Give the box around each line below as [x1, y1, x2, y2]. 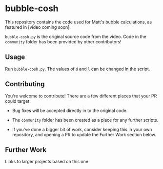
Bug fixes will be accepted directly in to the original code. [12, 108, 128, 113]
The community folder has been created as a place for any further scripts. [12, 117, 159, 123]
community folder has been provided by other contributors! [5, 38, 122, 44]
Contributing [5, 80, 45, 88]
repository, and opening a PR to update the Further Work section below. [12, 131, 156, 137]
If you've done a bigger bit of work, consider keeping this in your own [12, 126, 152, 132]
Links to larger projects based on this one [5, 159, 89, 165]
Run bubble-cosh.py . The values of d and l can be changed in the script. [5, 66, 150, 72]
